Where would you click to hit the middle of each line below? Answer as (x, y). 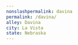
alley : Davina (24, 22)
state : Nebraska (26, 33)
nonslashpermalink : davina (39, 11)
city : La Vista (25, 28)
